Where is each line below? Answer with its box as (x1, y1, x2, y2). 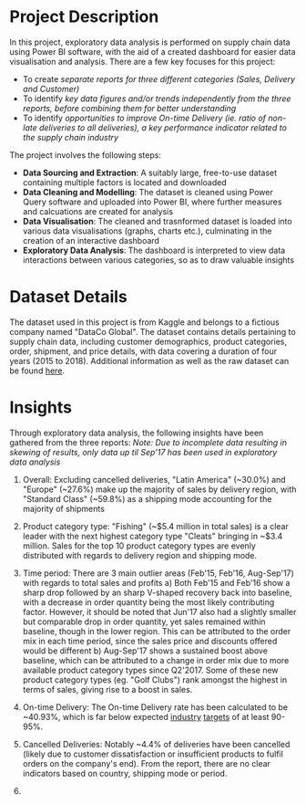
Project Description (9, 6, 159, 27)
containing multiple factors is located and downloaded (22, 176, 228, 188)
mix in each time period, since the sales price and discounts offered (22, 635, 278, 646)
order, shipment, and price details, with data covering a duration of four (9, 345, 278, 357)
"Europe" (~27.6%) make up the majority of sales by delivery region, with (22, 484, 297, 495)
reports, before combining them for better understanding (22, 102, 237, 113)
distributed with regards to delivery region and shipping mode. (22, 549, 258, 560)
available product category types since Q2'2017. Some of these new (22, 664, 280, 675)
